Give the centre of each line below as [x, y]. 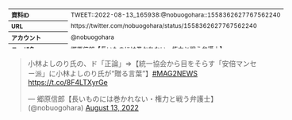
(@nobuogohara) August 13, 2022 [83, 108]
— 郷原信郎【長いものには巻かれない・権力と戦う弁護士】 [123, 99]
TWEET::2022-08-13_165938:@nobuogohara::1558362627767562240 [176, 15]
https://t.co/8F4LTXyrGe [68, 82]
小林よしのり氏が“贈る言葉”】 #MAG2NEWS [127, 74]
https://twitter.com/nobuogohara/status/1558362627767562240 [164, 26]
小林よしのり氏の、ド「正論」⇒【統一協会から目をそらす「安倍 [132, 64]
